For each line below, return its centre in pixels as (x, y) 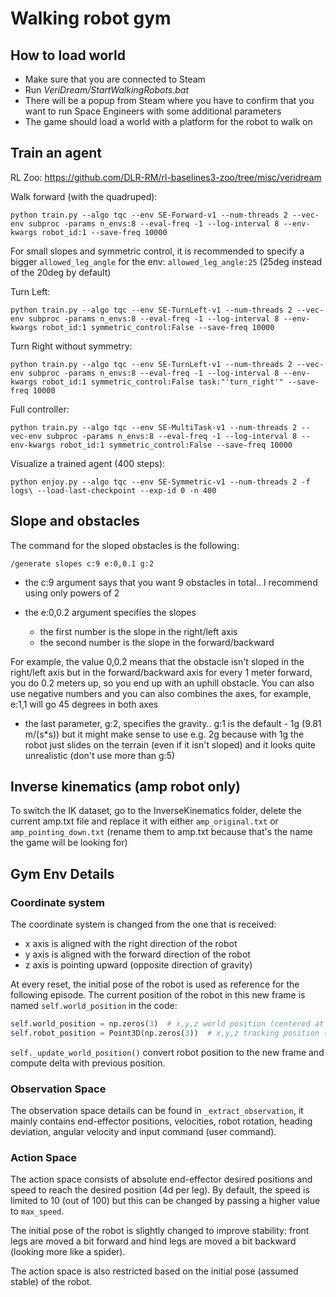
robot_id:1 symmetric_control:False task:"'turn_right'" (162, 382)
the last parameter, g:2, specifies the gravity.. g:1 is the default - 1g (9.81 (173, 723)
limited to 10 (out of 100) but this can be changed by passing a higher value (165, 1201)
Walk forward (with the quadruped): (84, 196)
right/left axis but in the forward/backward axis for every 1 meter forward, (161, 672)
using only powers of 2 (72, 593)
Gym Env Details (62, 873)
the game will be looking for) (69, 843)
